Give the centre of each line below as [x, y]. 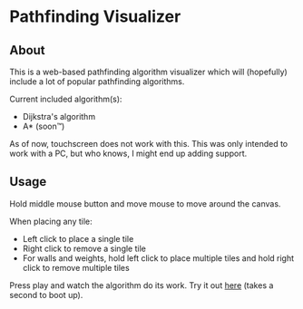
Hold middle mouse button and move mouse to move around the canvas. [145, 203]
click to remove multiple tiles [76, 267]
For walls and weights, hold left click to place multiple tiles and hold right [158, 258]
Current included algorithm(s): [66, 99]
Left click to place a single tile [78, 238]
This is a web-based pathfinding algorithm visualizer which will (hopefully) [148, 72]
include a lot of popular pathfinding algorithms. [97, 82]
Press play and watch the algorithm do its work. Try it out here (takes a [142, 285]
